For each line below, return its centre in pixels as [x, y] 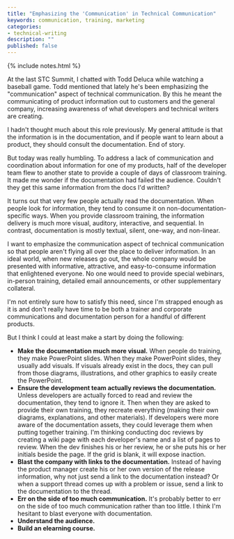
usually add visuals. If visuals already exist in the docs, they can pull [115, 365]
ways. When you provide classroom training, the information [118, 216]
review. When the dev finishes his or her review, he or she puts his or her [122, 447]
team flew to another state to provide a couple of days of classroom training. [117, 172]
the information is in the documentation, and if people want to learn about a [116, 137]
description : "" [31, 40]
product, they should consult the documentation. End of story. [96, 144]
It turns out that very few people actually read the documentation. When [111, 201]
